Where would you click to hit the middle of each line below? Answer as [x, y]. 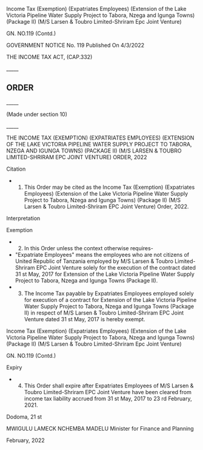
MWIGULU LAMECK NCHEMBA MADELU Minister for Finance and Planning [100, 428]
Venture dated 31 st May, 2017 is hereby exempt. [85, 319]
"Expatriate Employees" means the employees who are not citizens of [102, 254]
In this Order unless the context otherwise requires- [88, 248]
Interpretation [23, 218]
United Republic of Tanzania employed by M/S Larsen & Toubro [94, 261]
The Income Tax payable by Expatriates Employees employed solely [109, 293]
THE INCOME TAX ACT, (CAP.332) [49, 57]
